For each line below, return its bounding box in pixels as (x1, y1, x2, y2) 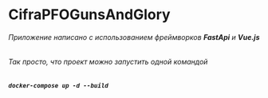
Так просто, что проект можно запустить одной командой (8, 57, 208, 67)
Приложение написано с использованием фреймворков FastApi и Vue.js (8, 32, 260, 41)
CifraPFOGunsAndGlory (8, 6, 171, 24)
